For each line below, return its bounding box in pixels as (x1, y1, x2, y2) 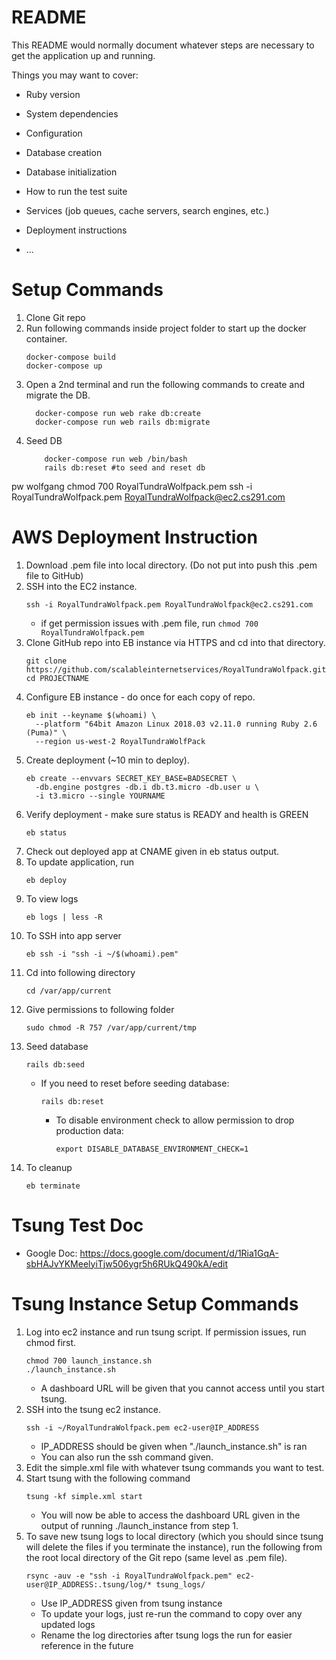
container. (25, 332, 68, 345)
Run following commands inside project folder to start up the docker (25, 322, 307, 334)
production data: (55, 1124, 124, 1136)
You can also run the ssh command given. (40, 1451, 214, 1463)
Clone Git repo (25, 311, 86, 323)
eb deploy (25, 875, 68, 885)
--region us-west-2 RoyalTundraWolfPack (35, 736, 206, 746)
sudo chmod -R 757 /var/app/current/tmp (25, 1022, 197, 1033)
